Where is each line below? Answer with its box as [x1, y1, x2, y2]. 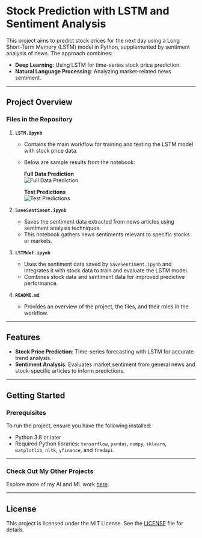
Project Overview [6, 97, 73, 108]
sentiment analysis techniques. [23, 224, 101, 231]
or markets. [23, 237, 53, 244]
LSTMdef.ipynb [14, 249, 50, 256]
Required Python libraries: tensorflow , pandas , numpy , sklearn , [14, 440, 167, 447]
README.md [14, 292, 40, 298]
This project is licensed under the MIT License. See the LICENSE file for [6, 520, 184, 527]
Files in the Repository [6, 115, 73, 124]
